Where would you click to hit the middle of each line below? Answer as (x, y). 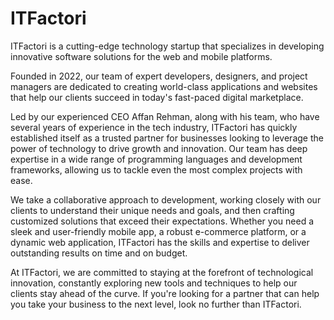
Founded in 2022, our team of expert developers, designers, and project (159, 76)
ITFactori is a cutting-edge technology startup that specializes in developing (167, 46)
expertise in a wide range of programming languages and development (156, 159)
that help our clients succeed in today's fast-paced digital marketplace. (157, 97)
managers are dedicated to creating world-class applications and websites (164, 86)
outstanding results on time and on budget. (99, 253)
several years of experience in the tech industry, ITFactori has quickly (154, 127)
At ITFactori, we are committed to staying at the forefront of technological (162, 272)
